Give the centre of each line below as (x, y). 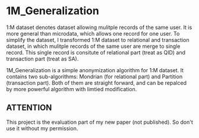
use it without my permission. (42, 128)
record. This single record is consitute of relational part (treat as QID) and (96, 52)
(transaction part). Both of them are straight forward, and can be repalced (97, 83)
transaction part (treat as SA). (42, 59)
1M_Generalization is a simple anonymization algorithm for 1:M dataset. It (95, 70)
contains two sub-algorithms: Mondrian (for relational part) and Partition (94, 76)
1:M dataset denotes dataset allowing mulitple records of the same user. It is (99, 27)
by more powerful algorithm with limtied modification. (72, 89)
